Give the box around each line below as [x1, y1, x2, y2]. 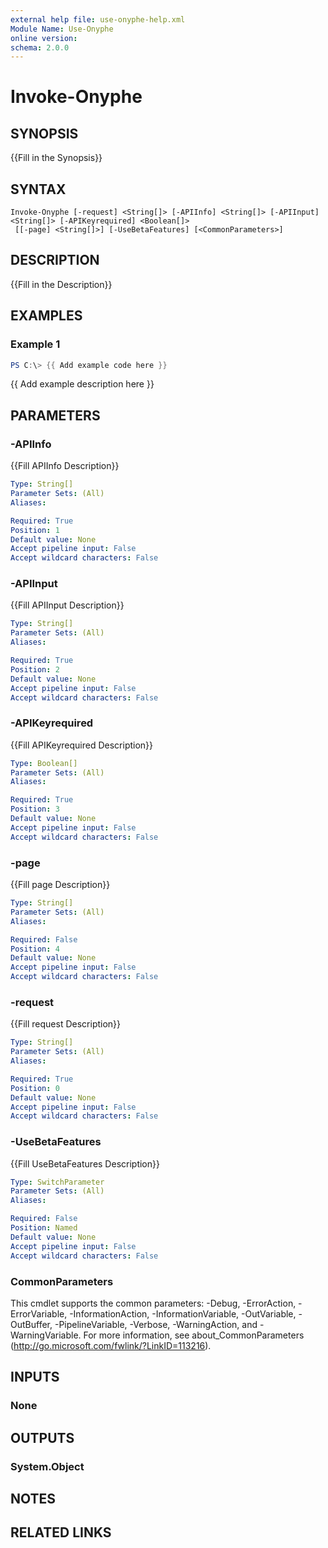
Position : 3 [10, 804, 60, 815]
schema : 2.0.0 [10, 42, 70, 53]
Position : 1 [10, 525, 60, 535]
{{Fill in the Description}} [10, 278, 113, 290]
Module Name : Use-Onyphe [10, 24, 114, 34]
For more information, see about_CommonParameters [83, 1329, 305, 1341]
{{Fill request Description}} [10, 1018, 122, 1030]
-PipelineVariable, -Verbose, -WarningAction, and [54, 1318, 258, 1330]
